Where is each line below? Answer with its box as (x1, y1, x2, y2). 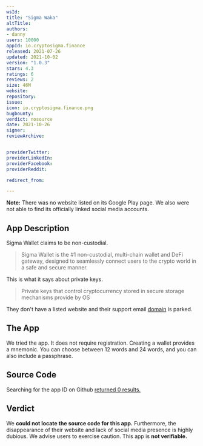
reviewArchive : (6, 133, 45, 140)
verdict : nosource (6, 116, 53, 122)
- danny (6, 32, 26, 38)
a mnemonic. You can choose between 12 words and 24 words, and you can (6, 345, 197, 353)
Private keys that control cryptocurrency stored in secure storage (21, 288, 185, 295)
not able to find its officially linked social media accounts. (6, 206, 150, 213)
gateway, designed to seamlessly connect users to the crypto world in (21, 257, 197, 265)
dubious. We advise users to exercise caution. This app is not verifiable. (6, 432, 188, 440)
